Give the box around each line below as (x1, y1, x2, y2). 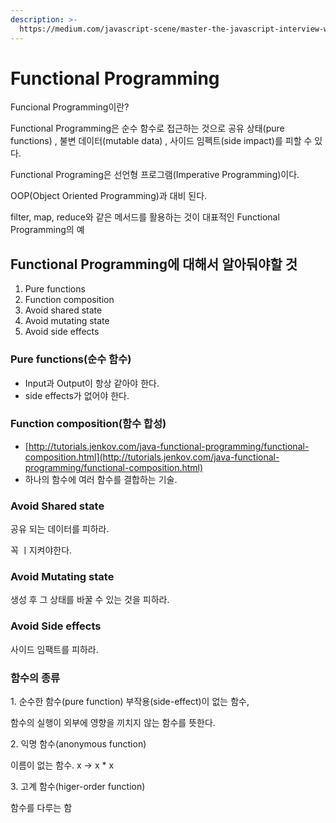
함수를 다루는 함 (10, 802, 73, 814)
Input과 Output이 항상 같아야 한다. (24, 377, 160, 389)
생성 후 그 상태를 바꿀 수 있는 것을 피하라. (10, 594, 170, 606)
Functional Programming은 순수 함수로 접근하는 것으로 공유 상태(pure (10, 122, 285, 135)
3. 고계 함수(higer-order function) (10, 781, 146, 793)
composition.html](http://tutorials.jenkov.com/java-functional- (24, 451, 280, 463)
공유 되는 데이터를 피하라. (10, 523, 110, 535)
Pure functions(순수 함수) (10, 352, 132, 366)
